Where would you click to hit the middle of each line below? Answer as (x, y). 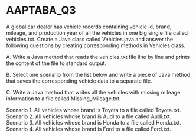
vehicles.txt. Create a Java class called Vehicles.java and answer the (90, 39)
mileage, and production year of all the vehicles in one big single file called (97, 32)
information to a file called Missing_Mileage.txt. (63, 99)
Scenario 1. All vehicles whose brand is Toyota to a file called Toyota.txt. (94, 110)
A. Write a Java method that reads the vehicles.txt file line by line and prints (98, 57)
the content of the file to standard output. (56, 63)
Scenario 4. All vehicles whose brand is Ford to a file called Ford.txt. (89, 129)
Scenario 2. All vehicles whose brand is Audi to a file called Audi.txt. (89, 116)
